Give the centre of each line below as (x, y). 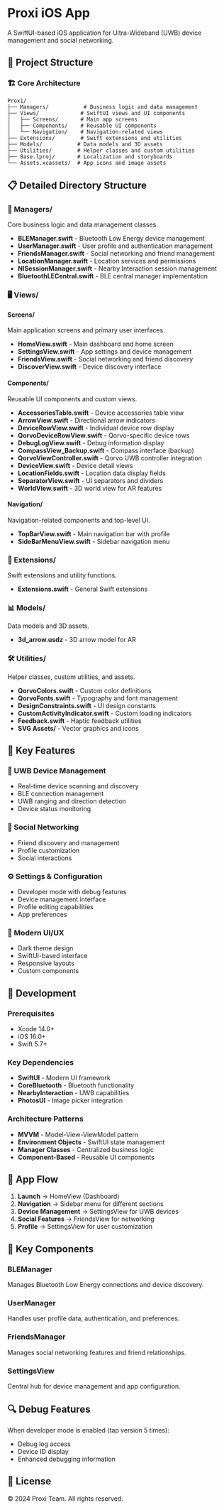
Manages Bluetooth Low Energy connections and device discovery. (106, 1285)
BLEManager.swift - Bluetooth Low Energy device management (111, 239)
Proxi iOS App (49, 13)
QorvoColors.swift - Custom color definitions (84, 690)
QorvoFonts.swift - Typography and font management (98, 698)
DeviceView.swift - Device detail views (75, 465)
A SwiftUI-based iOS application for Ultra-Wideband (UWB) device (105, 33)
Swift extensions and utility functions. (62, 575)
